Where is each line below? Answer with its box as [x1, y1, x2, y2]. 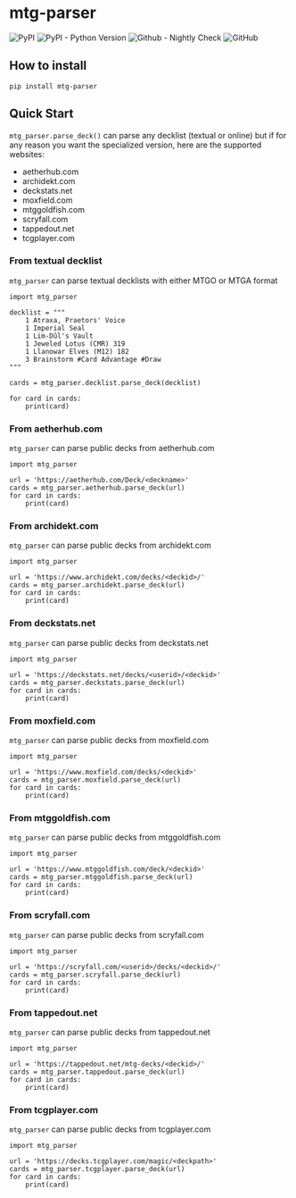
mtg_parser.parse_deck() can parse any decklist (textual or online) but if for [9, 130, 287, 140]
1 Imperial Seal [25, 323, 86, 332]
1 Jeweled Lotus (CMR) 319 [25, 339, 126, 348]
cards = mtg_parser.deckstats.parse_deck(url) [9, 678, 185, 687]
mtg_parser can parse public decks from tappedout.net [9, 1026, 211, 1037]
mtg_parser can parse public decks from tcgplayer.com [9, 1124, 211, 1135]
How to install [9, 58, 87, 73]
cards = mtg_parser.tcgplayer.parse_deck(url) [9, 1165, 185, 1174]
